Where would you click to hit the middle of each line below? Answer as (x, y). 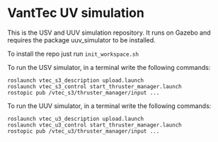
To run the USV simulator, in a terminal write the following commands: (109, 67)
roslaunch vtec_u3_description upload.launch (75, 119)
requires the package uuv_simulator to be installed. (81, 40)
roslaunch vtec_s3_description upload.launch (75, 80)
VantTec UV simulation (76, 13)
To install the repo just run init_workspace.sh (73, 54)
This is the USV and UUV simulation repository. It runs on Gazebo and (109, 32)
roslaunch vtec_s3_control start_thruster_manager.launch (94, 86)
